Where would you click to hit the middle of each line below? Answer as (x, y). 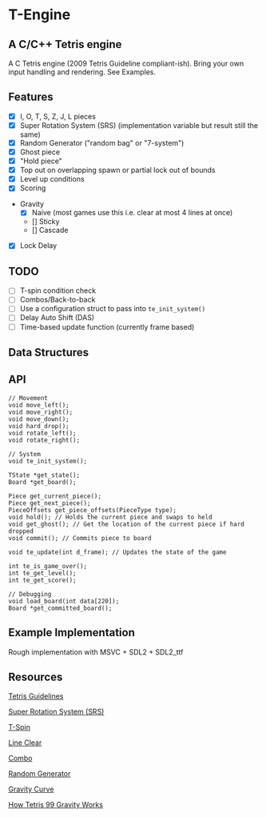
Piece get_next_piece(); (50, 503)
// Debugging (30, 594)
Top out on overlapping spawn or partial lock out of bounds (117, 170)
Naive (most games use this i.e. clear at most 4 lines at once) (132, 213)
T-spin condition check (58, 290)
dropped (21, 531)
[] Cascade (50, 230)
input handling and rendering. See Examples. (82, 72)
